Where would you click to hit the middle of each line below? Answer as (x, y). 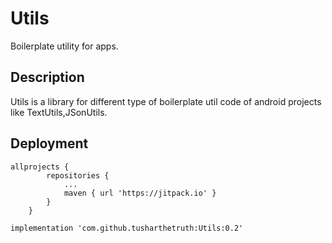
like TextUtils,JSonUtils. (59, 112)
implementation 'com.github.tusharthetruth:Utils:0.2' (127, 228)
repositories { (78, 175)
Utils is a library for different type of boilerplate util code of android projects (166, 101)
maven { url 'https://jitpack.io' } (140, 193)
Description (47, 77)
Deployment (49, 143)
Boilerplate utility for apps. (64, 46)
